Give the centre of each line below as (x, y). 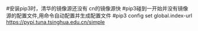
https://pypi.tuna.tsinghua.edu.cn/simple (56, 22)
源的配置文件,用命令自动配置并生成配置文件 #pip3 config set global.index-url (99, 15)
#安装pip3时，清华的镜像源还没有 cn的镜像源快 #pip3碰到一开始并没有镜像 (97, 8)
